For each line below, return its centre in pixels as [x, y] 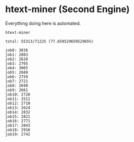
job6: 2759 [17, 77]
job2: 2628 [17, 59]
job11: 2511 [18, 99]
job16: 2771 [18, 121]
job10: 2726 [18, 94]
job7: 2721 [17, 81]
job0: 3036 [17, 50]
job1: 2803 [17, 55]
